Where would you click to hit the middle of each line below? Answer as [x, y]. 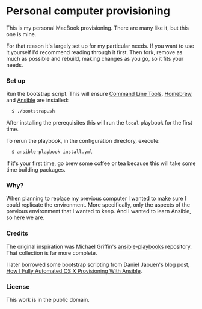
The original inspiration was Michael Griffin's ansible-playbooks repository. [99, 246]
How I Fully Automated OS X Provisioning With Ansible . [74, 271]
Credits [17, 233]
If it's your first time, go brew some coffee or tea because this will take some [101, 163]
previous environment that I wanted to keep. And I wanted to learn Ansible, [99, 211]
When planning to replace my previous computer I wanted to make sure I [96, 198]
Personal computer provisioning [88, 11]
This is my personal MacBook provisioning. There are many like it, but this [98, 28]
